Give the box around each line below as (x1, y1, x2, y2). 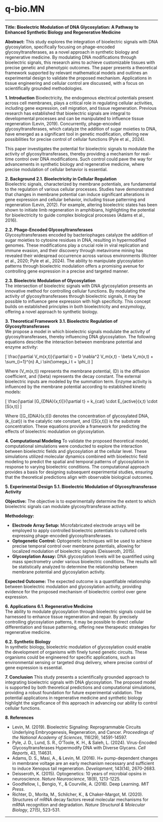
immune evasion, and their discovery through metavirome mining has (5, 247, 144, 253)
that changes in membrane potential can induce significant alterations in (5, 191, 149, 197)
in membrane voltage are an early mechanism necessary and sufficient (12, 760, 154, 766)
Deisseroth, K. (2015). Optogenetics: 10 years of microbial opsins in (12, 770, 147, 776)
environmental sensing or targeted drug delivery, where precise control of (5, 659, 153, 665)
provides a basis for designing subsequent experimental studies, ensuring (5, 469, 153, 475)
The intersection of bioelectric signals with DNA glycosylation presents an (5, 283, 153, 289)
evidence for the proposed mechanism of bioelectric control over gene (5, 588, 147, 594)
